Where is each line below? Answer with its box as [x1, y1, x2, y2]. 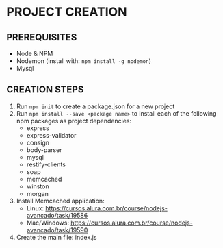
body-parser [26, 145, 62, 154]
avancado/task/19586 [26, 211, 88, 219]
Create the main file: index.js [16, 233, 97, 241]
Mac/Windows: [26, 219, 70, 227]
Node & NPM [16, 49, 53, 58]
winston [26, 182, 49, 190]
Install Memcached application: [16, 197, 105, 205]
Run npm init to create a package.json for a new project [16, 102, 175, 110]
